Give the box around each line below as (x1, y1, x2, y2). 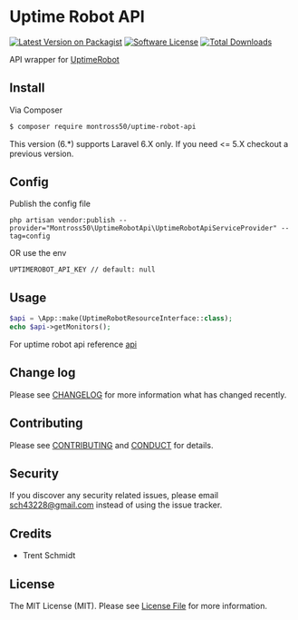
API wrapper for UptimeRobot (9, 54, 120, 64)
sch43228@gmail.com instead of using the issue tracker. (9, 499, 223, 510)
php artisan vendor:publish (9, 216, 116, 225)
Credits (9, 526, 53, 541)
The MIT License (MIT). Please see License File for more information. (9, 601, 267, 612)
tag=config (9, 231, 51, 241)
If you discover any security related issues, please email (9, 490, 219, 501)
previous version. (9, 148, 74, 159)
